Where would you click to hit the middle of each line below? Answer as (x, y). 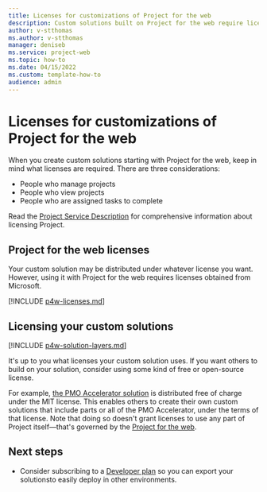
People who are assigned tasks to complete (91, 201)
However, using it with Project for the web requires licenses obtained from (130, 277)
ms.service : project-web (49, 52)
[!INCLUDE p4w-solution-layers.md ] (68, 346)
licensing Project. (37, 225)
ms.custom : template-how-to (55, 75)
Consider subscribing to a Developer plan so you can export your (126, 471)
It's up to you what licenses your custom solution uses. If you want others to (133, 361)
